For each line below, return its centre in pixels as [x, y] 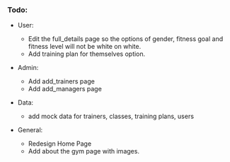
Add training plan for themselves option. [87, 54]
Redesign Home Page [60, 144]
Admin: [28, 68]
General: [30, 130]
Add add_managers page [65, 89]
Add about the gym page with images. [84, 151]
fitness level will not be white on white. [85, 47]
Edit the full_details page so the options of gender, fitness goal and [126, 39]
